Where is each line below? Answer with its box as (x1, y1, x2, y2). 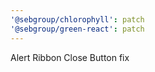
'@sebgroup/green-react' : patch (10, 24, 145, 34)
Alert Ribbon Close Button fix (10, 51, 130, 63)
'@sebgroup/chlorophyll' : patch (10, 14, 145, 25)
